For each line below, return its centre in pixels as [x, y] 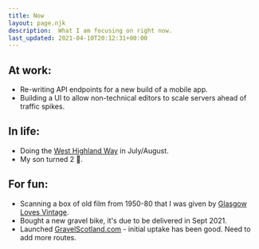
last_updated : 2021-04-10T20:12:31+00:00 [78, 38]
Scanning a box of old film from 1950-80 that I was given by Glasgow [133, 204]
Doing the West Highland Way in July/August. [94, 150]
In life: [24, 131]
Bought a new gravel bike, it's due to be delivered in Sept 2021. [123, 220]
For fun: [28, 184]
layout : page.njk [37, 23]
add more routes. [48, 237]
